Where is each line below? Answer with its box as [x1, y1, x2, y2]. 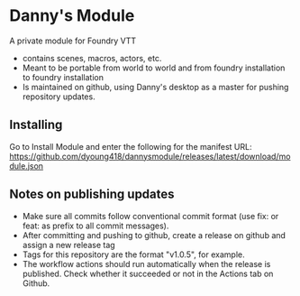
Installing [9, 117, 63, 133]
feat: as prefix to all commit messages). [22, 220, 169, 231]
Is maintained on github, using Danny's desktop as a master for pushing [22, 81, 289, 92]
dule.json [9, 160, 43, 171]
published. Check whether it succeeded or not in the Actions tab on [22, 268, 274, 279]
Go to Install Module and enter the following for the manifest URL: [9, 141, 252, 152]
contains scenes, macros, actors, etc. [22, 52, 162, 63]
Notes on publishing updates [9, 187, 175, 202]
